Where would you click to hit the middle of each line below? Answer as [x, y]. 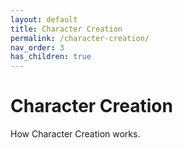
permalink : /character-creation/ [80, 38]
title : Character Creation [66, 29]
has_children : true [51, 57]
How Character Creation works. [75, 134]
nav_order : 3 [37, 47]
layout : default [44, 19]
